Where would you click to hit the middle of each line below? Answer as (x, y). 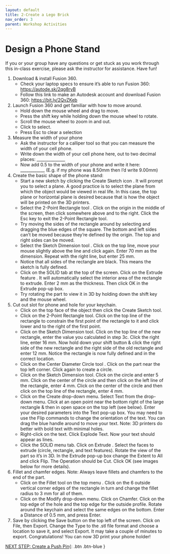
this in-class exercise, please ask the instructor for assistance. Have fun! (81, 68)
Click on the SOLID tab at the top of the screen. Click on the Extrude (91, 272)
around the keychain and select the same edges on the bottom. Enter (92, 510)
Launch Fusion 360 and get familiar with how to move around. (77, 106)
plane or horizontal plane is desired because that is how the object (90, 197)
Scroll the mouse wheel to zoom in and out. (65, 122)
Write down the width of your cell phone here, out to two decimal (88, 154)
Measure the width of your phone (47, 138)
